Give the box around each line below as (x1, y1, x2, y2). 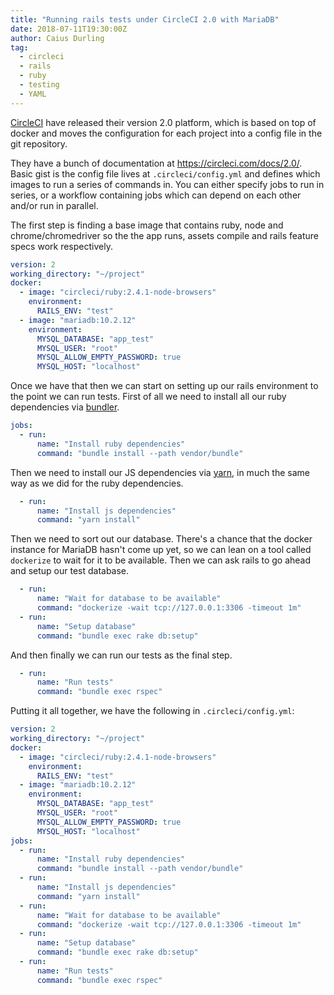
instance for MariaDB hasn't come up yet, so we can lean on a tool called (10, 544, 312, 556)
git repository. (10, 137, 68, 150)
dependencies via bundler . (10, 401, 120, 413)
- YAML (19, 89, 47, 99)
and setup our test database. (10, 565, 130, 577)
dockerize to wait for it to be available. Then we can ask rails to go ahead (10, 554, 312, 566)
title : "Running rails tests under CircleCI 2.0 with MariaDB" (10, 14, 280, 25)
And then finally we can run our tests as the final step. (10, 649, 233, 661)
